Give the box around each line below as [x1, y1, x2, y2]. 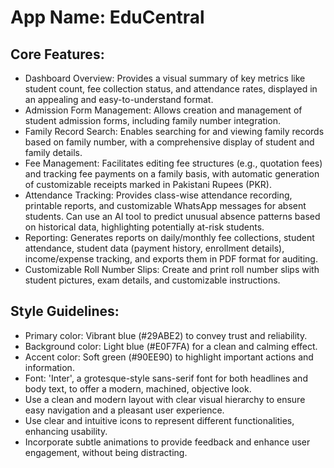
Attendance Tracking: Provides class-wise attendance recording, [24, 189, 293, 201]
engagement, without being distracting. [24, 446, 188, 458]
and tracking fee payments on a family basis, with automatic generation [24, 168, 320, 180]
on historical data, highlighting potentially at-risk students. [24, 221, 265, 233]
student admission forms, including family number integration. [24, 115, 281, 126]
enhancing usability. [24, 425, 108, 437]
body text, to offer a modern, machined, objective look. [24, 382, 252, 395]
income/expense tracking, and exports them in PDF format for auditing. [24, 253, 318, 265]
